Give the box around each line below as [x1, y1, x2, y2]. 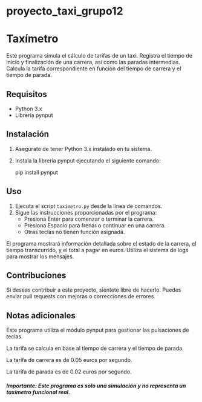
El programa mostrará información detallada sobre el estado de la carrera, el [6, 240, 197, 247]
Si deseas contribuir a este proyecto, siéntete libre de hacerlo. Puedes [6, 286, 181, 293]
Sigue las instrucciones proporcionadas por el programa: [15, 209, 157, 216]
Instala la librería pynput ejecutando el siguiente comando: [15, 156, 161, 164]
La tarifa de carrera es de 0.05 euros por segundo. [6, 357, 132, 364]
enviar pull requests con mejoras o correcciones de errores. [6, 293, 156, 300]
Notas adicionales [6, 310, 76, 321]
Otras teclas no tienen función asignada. [24, 228, 125, 235]
